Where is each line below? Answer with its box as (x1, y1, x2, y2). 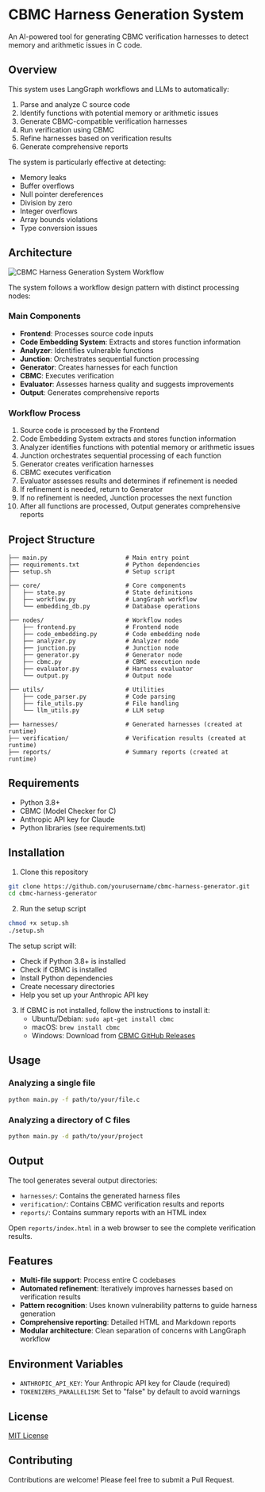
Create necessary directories (19, 982, 115, 991)
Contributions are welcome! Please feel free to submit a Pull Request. (8, 1475, 235, 1484)
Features (8, 1255, 53, 1268)
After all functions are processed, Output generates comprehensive (19, 501, 240, 511)
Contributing (8, 1454, 73, 1467)
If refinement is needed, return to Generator (19, 485, 163, 494)
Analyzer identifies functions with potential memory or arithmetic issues (19, 443, 255, 452)
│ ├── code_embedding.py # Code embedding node (8, 630, 201, 638)
